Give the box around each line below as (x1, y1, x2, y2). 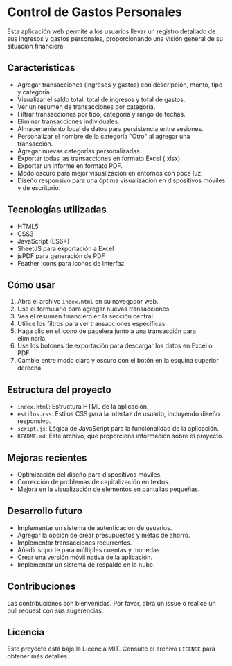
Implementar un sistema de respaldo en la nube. (17, 560, 155, 569)
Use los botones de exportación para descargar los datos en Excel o (17, 341, 213, 350)
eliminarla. (17, 334, 47, 343)
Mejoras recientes (7, 452, 87, 463)
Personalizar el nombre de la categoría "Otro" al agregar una (17, 132, 190, 140)
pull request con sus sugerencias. (7, 606, 104, 615)
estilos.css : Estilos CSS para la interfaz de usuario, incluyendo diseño (17, 410, 220, 418)
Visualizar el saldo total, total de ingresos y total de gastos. (17, 95, 186, 103)
